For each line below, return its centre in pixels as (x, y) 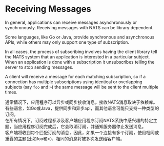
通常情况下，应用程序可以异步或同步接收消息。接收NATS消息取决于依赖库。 (81, 102)
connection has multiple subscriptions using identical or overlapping (74, 82)
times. (11, 92)
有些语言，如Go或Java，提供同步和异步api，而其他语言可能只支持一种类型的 (82, 108)
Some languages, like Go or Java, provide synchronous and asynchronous (80, 37)
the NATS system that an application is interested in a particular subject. (78, 56)
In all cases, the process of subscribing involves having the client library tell (81, 52)
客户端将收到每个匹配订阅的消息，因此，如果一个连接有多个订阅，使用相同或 (82, 132)
